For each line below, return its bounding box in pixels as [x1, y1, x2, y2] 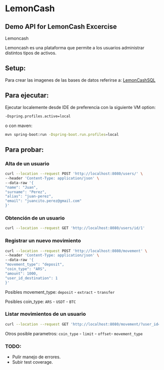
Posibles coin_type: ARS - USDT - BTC [5, 299, 76, 305]
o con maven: [5, 123, 33, 129]
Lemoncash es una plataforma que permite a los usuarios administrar [5, 45, 145, 50]
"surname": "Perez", [5, 189, 47, 195]
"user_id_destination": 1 [5, 276, 58, 281]
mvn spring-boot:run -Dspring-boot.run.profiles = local [5, 132, 119, 137]
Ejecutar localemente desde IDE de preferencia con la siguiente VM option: [5, 104, 156, 110]
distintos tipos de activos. [5, 50, 57, 56]
